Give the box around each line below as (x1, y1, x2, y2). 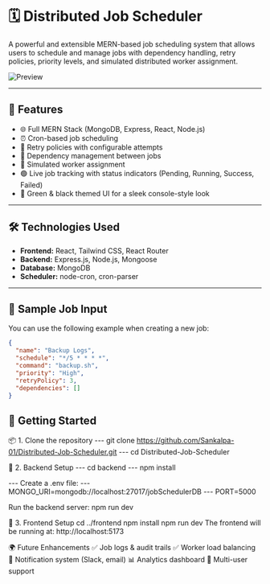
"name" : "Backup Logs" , (15, 347, 95, 355)
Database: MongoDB (19, 263, 91, 273)
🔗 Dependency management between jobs (19, 150, 162, 160)
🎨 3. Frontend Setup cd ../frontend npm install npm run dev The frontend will (8, 518, 261, 528)
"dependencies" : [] (15, 384, 81, 392)
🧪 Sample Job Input (8, 302, 108, 315)
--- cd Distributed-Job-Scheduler (118, 447, 231, 457)
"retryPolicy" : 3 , (15, 376, 78, 385)
